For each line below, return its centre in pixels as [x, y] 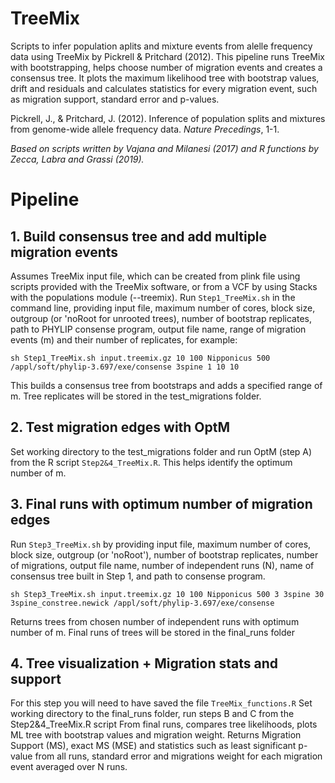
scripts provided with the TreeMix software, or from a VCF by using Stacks [164, 286]
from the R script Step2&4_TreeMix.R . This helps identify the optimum [151, 462]
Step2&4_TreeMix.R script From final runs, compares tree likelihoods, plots [164, 724]
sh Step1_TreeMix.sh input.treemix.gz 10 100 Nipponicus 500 [140, 358]
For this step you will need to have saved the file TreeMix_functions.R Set [161, 703]
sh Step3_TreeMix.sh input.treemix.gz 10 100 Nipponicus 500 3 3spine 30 [167, 594]
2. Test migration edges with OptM [120, 427]
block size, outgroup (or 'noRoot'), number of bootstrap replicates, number [164, 554]
